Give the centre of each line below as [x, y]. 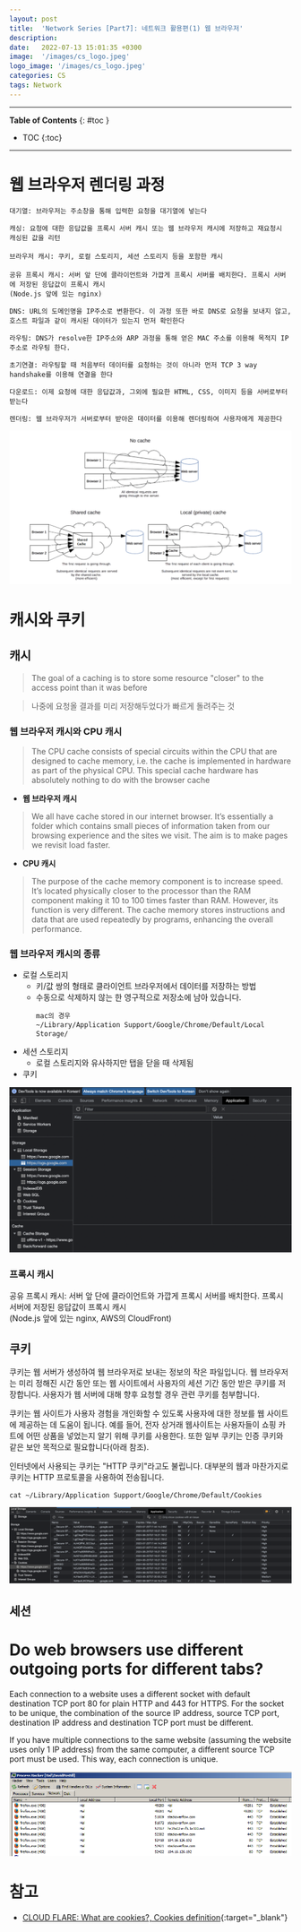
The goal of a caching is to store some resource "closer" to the [147, 677]
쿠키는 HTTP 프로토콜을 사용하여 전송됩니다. [87, 1478]
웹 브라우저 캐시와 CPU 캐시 [66, 731]
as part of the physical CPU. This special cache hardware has [145, 771]
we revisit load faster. [71, 845]
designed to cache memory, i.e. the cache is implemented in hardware [161, 761]
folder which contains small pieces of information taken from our [150, 826]
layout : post [34, 19]
